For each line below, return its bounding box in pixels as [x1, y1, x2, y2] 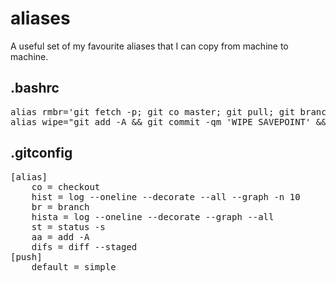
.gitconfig [10, 145, 73, 162]
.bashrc [10, 80, 60, 97]
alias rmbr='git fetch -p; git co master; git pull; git [10, 106, 296, 117]
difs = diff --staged [31, 241, 138, 252]
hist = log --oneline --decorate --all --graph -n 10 [31, 191, 301, 202]
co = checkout [31, 181, 101, 192]
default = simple [31, 261, 117, 272]
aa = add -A [31, 231, 90, 242]
